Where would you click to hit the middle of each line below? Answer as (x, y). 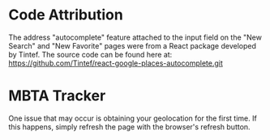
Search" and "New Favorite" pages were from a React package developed (133, 45)
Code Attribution (66, 15)
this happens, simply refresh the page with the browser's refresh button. (129, 126)
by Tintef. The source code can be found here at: (90, 54)
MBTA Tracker (57, 96)
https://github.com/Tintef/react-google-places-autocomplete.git (116, 63)
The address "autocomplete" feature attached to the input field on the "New (135, 37)
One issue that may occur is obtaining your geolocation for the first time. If (133, 118)
